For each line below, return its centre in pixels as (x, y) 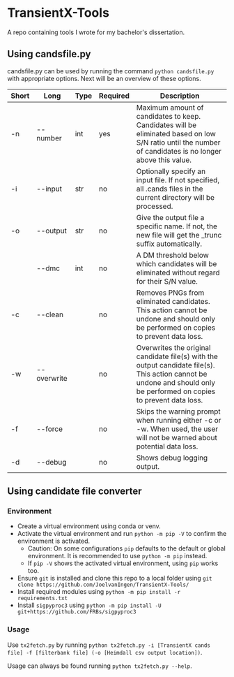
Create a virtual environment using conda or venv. (89, 526)
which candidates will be (177, 263)
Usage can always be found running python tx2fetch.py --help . (100, 666)
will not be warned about (177, 437)
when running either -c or (179, 420)
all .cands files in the (170, 189)
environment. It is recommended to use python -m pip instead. (117, 556)
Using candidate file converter (75, 492)
